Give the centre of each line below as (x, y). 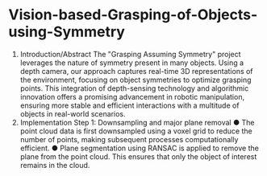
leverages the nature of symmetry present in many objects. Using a (132, 63)
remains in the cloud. (55, 165)
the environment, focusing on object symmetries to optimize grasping (136, 80)
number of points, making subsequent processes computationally (129, 139)
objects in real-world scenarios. (73, 113)
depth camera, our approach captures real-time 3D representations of (136, 71)
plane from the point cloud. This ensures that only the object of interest (138, 156)
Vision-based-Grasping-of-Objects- (133, 15)
